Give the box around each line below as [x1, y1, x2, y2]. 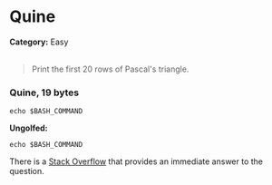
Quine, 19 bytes [9, 86, 80, 99]
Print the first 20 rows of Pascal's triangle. [31, 63, 189, 74]
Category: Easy [9, 36, 69, 47]
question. [9, 166, 45, 177]
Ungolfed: [9, 122, 48, 133]
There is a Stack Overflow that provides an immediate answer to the [9, 156, 264, 167]
